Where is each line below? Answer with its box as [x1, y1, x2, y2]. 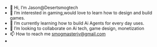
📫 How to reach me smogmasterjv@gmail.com [9, 31, 106, 37]
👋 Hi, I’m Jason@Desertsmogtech [9, 5, 78, 10]
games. [9, 15, 26, 21]
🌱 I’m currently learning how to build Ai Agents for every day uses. [9, 20, 144, 26]
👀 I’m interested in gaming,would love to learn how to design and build [9, 10, 153, 16]
